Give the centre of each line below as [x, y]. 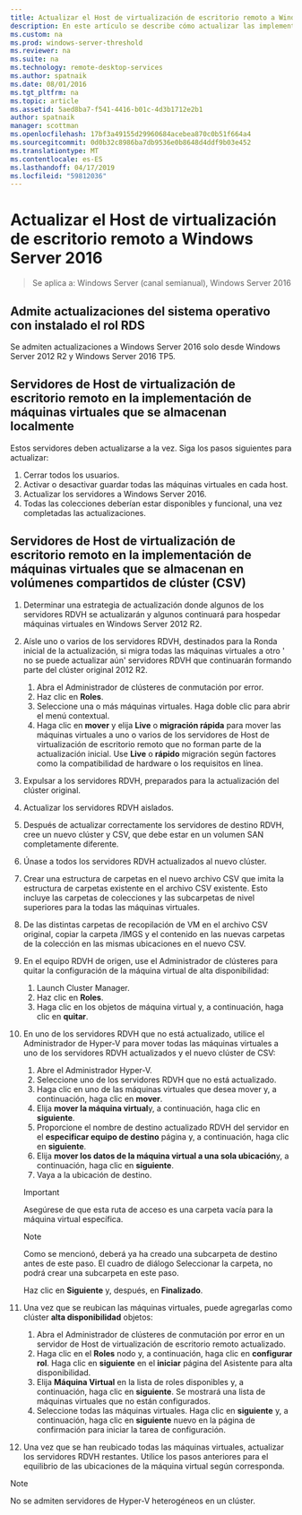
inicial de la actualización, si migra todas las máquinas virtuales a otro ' [154, 650]
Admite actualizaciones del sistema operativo [141, 311]
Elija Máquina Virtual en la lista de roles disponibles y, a [140, 1382]
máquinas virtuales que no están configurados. [124, 1401]
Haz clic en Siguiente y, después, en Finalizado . [113, 1290]
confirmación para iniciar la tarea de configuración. [131, 1429]
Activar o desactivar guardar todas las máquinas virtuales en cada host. [155, 484]
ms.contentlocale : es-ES [56, 159]
